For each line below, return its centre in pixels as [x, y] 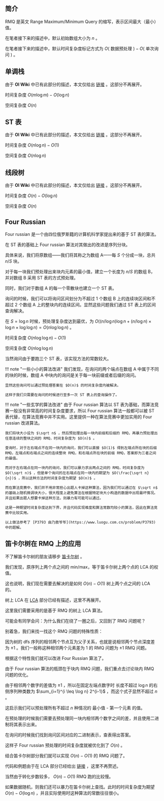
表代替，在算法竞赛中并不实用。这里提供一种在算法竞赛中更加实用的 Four [79, 417]
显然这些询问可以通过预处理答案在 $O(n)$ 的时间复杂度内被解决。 [63, 386]
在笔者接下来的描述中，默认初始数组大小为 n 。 [52, 38]
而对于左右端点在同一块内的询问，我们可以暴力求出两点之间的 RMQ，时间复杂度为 [75, 468]
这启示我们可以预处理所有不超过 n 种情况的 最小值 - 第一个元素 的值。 [75, 708]
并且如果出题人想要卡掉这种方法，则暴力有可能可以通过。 [54, 498]
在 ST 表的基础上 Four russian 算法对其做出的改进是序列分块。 [68, 245]
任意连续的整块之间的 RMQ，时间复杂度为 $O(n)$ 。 [51, 438]
